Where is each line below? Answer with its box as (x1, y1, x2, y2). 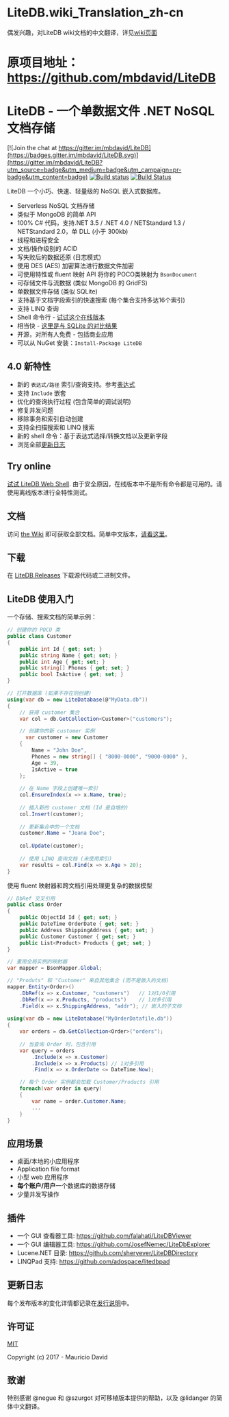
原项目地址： (7, 55, 80, 71)
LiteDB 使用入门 (7, 593, 74, 605)
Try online (7, 461, 51, 473)
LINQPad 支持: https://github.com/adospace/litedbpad (16, 1257, 170, 1265)
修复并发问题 (16, 406, 53, 414)
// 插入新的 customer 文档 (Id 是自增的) (19, 804, 129, 811)
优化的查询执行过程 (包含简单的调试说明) (16, 397, 131, 405)
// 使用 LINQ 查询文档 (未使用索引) (19, 855, 113, 862)
